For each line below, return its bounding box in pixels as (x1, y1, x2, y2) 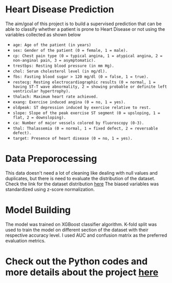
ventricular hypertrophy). (12, 88, 71, 93)
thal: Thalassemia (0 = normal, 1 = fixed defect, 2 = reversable (12, 126, 158, 131)
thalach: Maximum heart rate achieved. (12, 94, 99, 99)
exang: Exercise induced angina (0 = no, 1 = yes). (12, 99, 126, 105)
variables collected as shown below (5, 31, 81, 37)
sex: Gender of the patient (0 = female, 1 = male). (12, 48, 128, 53)
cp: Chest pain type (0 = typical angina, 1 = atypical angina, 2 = (12, 53, 163, 59)
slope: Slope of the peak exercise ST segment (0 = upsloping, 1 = (12, 110, 160, 116)
